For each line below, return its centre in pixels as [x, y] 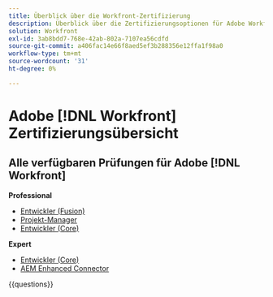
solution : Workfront [43, 31]
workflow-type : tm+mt [45, 54]
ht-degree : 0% [32, 69]
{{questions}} [31, 284]
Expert [20, 243]
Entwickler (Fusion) [52, 211]
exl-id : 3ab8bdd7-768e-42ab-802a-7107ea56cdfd [89, 39]
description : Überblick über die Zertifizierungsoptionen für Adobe [127, 24]
